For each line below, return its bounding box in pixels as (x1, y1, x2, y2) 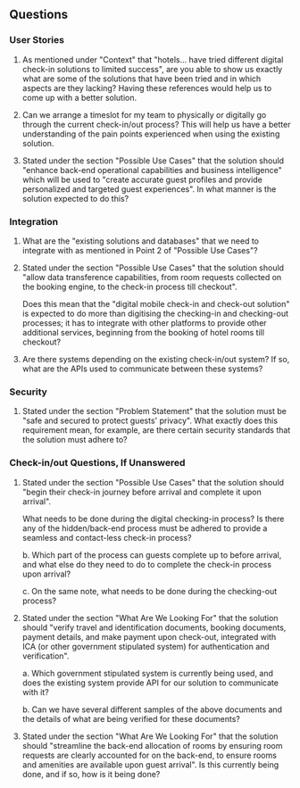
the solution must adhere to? (21, 435, 128, 445)
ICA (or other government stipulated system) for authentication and (21, 641, 270, 651)
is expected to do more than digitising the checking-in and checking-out (21, 308, 288, 319)
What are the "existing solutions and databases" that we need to (21, 236, 260, 246)
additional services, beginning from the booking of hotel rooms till (21, 327, 265, 337)
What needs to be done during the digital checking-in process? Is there (21, 513, 285, 524)
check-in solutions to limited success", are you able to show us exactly (21, 63, 283, 74)
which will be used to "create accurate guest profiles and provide (21, 174, 263, 185)
